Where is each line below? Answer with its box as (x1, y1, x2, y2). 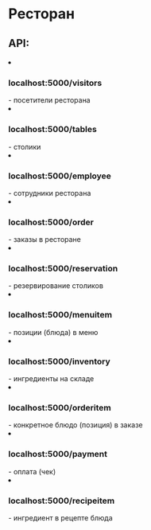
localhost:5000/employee (8, 170, 111, 181)
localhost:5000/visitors (8, 77, 103, 88)
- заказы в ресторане (8, 235, 82, 244)
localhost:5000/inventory (8, 356, 111, 367)
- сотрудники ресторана (8, 188, 91, 197)
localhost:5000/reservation (8, 263, 118, 275)
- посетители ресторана (8, 95, 91, 105)
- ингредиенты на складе (8, 374, 95, 384)
